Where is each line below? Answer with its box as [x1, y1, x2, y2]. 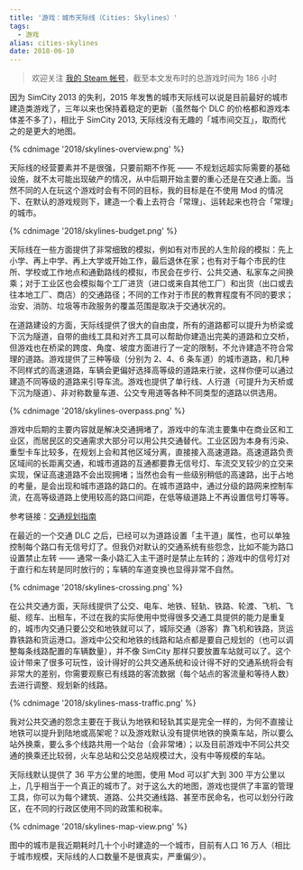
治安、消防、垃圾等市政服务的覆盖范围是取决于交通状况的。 [9, 301, 231, 311]
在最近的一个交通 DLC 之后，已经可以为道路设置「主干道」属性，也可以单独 [9, 530, 290, 541]
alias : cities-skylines [9, 38, 99, 48]
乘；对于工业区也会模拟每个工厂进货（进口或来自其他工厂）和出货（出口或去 [9, 278, 294, 289]
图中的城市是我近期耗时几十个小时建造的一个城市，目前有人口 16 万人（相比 [9, 840, 291, 851]
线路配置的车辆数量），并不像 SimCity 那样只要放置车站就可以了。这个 [32, 646, 291, 657]
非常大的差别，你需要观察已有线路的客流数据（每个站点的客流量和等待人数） [9, 669, 294, 680]
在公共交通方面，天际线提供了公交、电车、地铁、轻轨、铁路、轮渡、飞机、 [9, 601, 286, 612]
